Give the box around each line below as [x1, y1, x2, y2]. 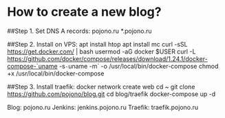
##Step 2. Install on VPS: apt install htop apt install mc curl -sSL [7, 40, 188, 48]
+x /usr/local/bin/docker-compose [7, 69, 105, 78]
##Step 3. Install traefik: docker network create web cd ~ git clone [7, 82, 195, 91]
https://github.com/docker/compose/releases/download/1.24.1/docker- [7, 54, 208, 62]
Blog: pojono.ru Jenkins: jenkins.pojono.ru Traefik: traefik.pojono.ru [7, 103, 199, 111]
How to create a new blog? [7, 4, 162, 20]
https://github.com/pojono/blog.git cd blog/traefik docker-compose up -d [7, 90, 216, 98]
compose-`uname [7, 62, 58, 70]
